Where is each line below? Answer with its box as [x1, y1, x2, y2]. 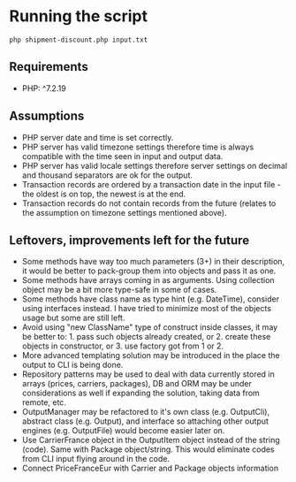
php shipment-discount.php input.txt [9, 35, 148, 44]
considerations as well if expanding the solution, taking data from [21, 387, 261, 399]
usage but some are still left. [21, 312, 125, 324]
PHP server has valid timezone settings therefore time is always [21, 142, 254, 152]
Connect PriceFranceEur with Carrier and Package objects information [21, 463, 279, 474]
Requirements [9, 59, 88, 74]
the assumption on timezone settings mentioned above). [21, 207, 227, 218]
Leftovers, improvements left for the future [9, 233, 250, 248]
